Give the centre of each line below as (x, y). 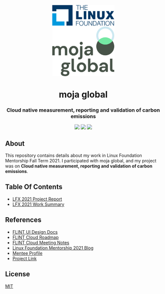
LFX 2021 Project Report (37, 199)
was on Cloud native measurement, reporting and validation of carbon (79, 166)
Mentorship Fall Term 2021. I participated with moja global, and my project (81, 161)
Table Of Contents (34, 187)
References (23, 220)
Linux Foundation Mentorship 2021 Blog (53, 248)
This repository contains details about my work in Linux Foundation (74, 155)
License (18, 274)
